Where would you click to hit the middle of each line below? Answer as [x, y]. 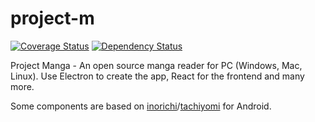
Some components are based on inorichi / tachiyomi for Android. [141, 106]
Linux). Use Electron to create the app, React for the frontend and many [157, 76]
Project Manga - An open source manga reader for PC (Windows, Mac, [156, 65]
